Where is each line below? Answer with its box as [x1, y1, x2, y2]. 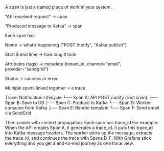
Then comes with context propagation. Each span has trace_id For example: [5, 120, 159, 125]
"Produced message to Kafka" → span [5, 23, 83, 29]
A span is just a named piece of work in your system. [5, 4, 112, 10]
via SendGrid [5, 110, 31, 116]
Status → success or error [5, 76, 58, 81]
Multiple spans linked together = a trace [5, 85, 86, 91]
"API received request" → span [5, 14, 68, 19]
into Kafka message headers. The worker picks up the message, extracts [5, 130, 153, 136]
